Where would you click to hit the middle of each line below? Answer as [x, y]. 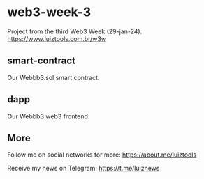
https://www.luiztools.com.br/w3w [57, 38]
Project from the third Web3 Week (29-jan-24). [75, 31]
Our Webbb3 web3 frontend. [49, 116]
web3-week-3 [49, 12]
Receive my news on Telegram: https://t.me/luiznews [83, 169]
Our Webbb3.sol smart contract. [53, 77]
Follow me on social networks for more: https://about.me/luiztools [102, 155]
